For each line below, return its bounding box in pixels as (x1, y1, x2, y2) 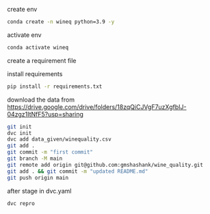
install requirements (7, 69, 63, 78)
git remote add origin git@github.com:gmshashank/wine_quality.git (7, 161, 204, 168)
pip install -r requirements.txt (7, 83, 103, 90)
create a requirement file (7, 56, 77, 64)
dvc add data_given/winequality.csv (7, 136, 111, 143)
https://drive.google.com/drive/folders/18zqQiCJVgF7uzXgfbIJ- (7, 102, 187, 111)
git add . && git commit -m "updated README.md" (7, 167, 148, 175)
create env (7, 5, 38, 13)
